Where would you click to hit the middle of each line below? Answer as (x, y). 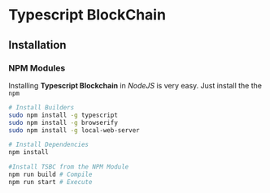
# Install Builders (41, 107)
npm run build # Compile (50, 174)
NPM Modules (37, 68)
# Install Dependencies (49, 145)
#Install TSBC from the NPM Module (69, 167)
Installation (37, 45)
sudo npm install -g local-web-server (74, 130)
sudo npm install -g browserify (63, 122)
